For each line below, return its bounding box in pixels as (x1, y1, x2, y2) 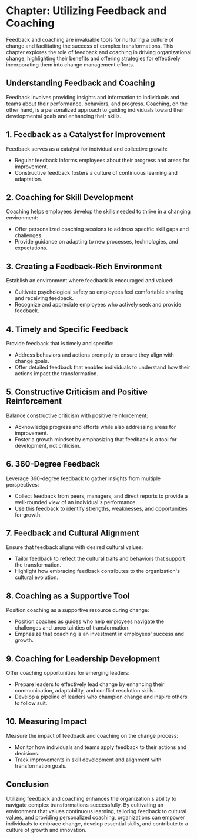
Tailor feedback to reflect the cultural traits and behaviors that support (14, 555, 185, 562)
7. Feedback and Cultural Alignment (6, 528, 139, 538)
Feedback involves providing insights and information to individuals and (6, 94, 180, 101)
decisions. (14, 750, 40, 757)
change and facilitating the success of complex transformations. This (6, 42, 174, 49)
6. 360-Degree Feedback (6, 459, 100, 469)
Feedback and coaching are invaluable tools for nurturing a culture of (6, 36, 175, 43)
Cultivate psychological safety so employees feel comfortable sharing (14, 288, 184, 295)
